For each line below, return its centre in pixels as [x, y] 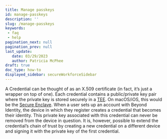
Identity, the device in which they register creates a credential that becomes [83, 110]
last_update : [19, 51]
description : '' [22, 19]
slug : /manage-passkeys [30, 24]
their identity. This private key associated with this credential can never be [82, 115]
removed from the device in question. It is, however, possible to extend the [82, 121]
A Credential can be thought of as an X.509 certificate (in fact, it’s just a [79, 89]
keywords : [15, 28]
